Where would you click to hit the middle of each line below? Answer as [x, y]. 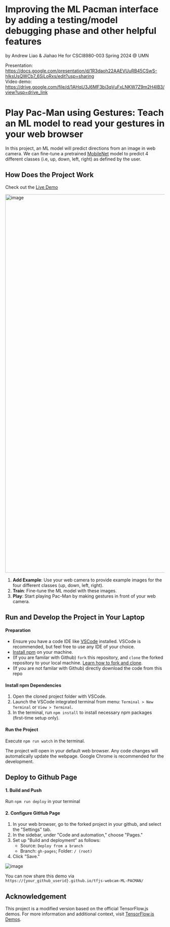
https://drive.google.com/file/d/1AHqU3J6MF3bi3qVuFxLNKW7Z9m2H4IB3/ [85, 87]
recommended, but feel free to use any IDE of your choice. [74, 647]
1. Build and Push [24, 790]
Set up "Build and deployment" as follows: [56, 840]
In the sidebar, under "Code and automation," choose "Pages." [78, 835]
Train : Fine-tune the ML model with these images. [65, 591]
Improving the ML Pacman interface [82, 9]
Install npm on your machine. [43, 652]
